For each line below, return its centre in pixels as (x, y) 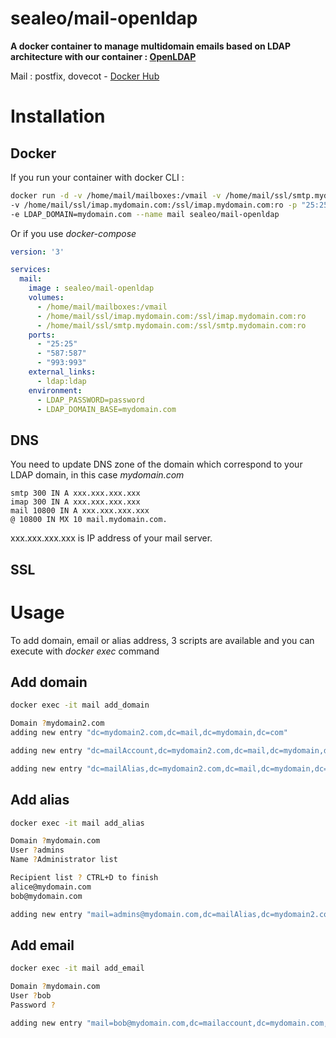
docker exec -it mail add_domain (80, 705)
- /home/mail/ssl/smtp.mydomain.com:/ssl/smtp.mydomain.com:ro (171, 325)
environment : (55, 390)
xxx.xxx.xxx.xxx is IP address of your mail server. (111, 538)
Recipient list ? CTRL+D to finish (84, 878)
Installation (58, 116)
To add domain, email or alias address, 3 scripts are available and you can (162, 640)
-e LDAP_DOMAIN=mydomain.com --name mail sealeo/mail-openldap (145, 214)
